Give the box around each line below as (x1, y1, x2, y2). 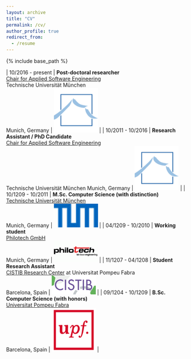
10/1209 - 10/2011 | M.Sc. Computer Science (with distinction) (6, 191, 159, 197)
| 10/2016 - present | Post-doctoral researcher (6, 69, 120, 76)
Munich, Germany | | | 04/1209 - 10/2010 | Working (6, 222, 176, 229)
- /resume (11, 41, 35, 47)
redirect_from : (6, 34, 43, 41)
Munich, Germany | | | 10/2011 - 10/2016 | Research (6, 127, 176, 134)
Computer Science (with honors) (6, 295, 88, 302)
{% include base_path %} (6, 58, 68, 64)
